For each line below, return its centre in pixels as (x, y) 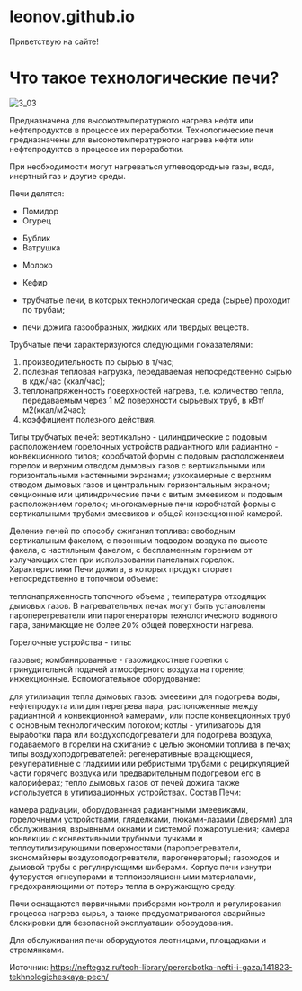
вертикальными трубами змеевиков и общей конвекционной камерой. (146, 513)
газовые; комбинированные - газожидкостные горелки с (119, 659)
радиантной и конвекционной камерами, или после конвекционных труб (150, 715)
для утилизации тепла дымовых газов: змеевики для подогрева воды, (145, 696)
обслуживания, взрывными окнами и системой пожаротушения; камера (150, 828)
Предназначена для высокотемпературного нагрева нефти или (132, 120)
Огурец (36, 220)
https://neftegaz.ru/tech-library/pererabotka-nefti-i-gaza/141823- (172, 967)
